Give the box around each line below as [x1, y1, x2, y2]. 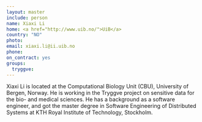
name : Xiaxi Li [6, 20, 45, 26]
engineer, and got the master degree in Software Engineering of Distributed [6, 102, 196, 110]
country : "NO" [6, 32, 43, 38]
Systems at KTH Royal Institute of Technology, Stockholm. [6, 109, 153, 116]
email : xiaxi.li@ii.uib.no [6, 44, 75, 50]
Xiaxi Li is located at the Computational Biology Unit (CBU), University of [6, 83, 189, 90]
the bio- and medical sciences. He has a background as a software [6, 96, 176, 103]
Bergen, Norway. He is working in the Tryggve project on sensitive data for [6, 90, 195, 97]
